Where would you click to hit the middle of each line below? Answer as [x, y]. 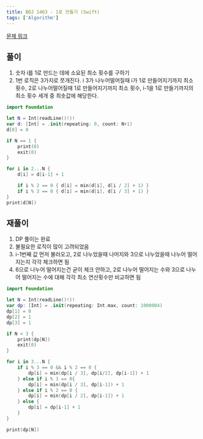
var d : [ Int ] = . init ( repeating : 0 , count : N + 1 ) [69, 124]
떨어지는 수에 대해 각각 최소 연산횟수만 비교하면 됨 [81, 277]
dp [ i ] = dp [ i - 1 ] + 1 [54, 407]
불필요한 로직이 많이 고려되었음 [52, 247]
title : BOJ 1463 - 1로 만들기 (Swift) [53, 12]
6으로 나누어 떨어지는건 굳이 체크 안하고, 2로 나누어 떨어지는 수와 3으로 [100, 270]
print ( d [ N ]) [21, 202]
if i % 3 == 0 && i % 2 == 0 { [57, 367]
